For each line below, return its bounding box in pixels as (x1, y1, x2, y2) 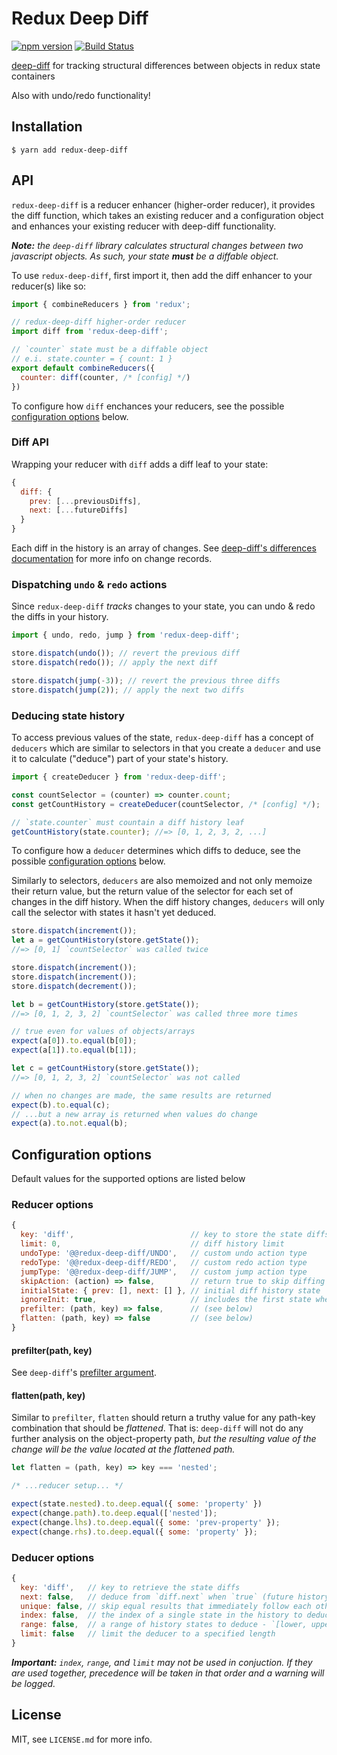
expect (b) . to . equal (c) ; (11, 1100, 111, 1110)
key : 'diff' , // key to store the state (20, 1230, 303, 1240)
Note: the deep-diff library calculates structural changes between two (11, 239, 304, 251)
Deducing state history (11, 708, 126, 722)
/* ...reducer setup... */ (11, 1481, 124, 1491)
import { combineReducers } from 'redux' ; (11, 299, 191, 309)
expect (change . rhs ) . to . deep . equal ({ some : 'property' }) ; (11, 1527, 258, 1537)
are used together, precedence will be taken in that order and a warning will (11, 1667, 325, 1679)
